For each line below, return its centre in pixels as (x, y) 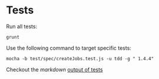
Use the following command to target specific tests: (69, 48)
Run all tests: (21, 26)
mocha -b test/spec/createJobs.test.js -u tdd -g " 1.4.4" (80, 59)
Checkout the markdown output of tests (54, 69)
